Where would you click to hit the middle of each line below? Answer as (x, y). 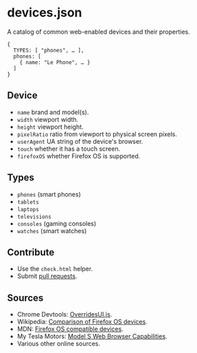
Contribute (31, 252)
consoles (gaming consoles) (57, 223)
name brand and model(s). (53, 112)
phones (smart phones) (49, 194)
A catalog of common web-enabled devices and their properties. (99, 32)
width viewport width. (48, 119)
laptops (28, 209)
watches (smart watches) (52, 231)
